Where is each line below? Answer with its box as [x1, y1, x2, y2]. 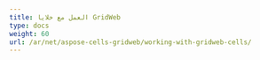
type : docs [9, 21, 50, 30]
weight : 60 [9, 29, 50, 38]
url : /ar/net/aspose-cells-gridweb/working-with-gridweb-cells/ [9, 37, 252, 47]
